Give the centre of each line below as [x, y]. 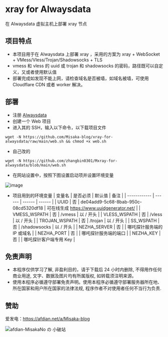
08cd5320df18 [28, 208]
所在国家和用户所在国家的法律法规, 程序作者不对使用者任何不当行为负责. [87, 288]
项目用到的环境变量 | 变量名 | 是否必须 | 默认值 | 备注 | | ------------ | [83, 195]
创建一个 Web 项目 [32, 121]
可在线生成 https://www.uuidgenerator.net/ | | [94, 208]
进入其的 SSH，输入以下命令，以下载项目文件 [59, 127]
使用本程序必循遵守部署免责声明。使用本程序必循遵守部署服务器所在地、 [87, 282]
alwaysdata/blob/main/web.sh [36, 165]
